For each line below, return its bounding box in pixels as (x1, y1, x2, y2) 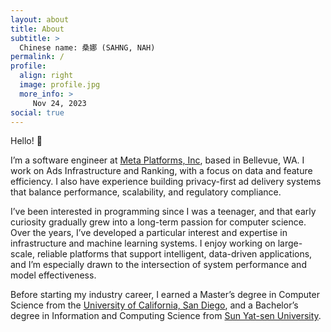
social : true (10, 107, 65, 118)
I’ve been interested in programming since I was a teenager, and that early (10, 206, 317, 218)
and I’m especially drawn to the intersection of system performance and (10, 259, 307, 271)
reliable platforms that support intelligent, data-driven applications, (36, 248, 313, 260)
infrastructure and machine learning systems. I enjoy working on (10, 237, 276, 250)
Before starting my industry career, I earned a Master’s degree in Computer (10, 289, 320, 301)
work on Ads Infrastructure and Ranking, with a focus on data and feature (10, 165, 313, 177)
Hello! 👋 (10, 135, 43, 147)
